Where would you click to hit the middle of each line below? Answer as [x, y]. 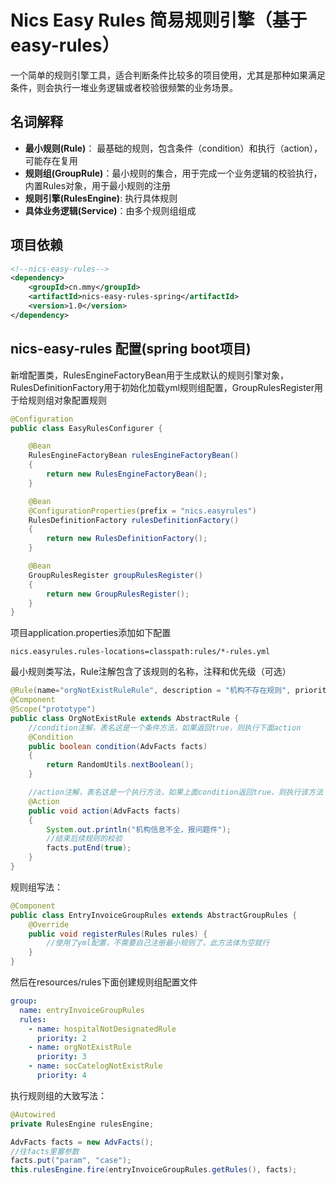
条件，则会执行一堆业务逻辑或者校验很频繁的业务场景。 [124, 87]
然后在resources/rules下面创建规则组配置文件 [104, 982]
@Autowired [33, 1114]
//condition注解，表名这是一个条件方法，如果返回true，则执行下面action [165, 727]
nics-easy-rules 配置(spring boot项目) [131, 349]
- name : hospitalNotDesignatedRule [102, 1029]
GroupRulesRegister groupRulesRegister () [115, 575]
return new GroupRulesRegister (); [118, 594]
